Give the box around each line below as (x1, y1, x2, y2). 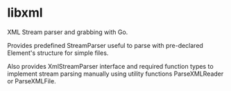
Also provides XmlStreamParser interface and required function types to (7, 62, 214, 70)
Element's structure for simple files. (7, 49, 109, 57)
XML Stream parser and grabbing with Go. (7, 28, 128, 36)
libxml (7, 5, 43, 21)
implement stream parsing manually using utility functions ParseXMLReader (7, 69, 224, 78)
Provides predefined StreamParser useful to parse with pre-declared (7, 41, 203, 49)
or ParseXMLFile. (7, 76, 57, 85)
